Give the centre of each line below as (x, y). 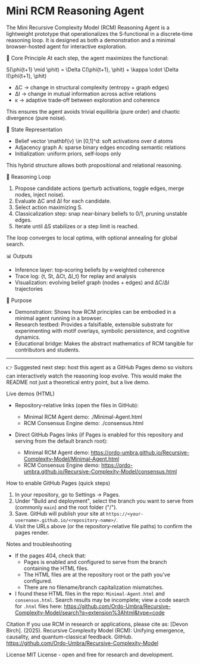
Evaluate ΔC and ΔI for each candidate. (63, 201)
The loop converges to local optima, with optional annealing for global (92, 238)
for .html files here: (39, 606)
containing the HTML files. (56, 568)
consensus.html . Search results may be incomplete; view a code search (102, 600)
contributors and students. (47, 350)
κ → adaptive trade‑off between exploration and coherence (87, 100)
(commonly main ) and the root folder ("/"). (66, 507)
